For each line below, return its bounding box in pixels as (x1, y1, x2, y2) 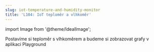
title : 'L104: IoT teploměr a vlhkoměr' (5, 12, 92, 17)
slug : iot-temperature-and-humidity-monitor (5, 7, 100, 13)
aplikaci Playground (5, 41, 46, 47)
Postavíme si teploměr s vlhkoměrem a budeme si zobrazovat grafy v (5, 36, 149, 42)
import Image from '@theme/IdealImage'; (5, 26, 91, 32)
